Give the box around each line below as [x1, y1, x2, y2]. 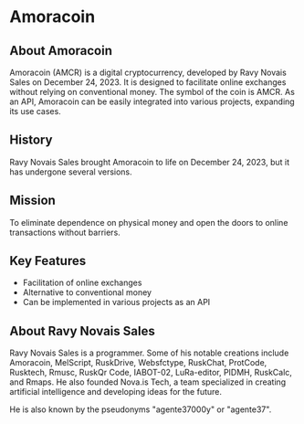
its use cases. [9, 106, 61, 116]
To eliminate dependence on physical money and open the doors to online [9, 217, 288, 228]
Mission [9, 193, 57, 208]
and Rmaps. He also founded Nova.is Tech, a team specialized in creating [9, 376, 287, 387]
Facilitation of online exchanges [22, 277, 142, 289]
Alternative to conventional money [22, 287, 152, 298]
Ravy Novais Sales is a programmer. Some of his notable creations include [9, 347, 289, 358]
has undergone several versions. [9, 166, 132, 177]
